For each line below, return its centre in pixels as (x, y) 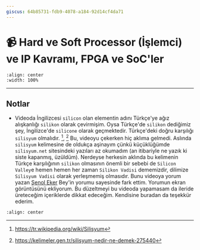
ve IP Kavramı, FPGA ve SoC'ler (85, 59)
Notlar (18, 104)
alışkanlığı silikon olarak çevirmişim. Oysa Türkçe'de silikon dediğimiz (103, 124)
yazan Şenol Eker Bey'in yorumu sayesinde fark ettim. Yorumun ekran (100, 183)
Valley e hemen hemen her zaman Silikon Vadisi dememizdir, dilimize (101, 170)
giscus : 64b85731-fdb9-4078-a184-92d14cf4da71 (65, 12)
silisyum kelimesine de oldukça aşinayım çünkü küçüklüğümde (92, 145)
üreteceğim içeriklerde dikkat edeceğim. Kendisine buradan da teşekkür (103, 195)
